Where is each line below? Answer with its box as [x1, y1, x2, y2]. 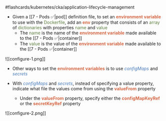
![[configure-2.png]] [5, 110, 46, 116]
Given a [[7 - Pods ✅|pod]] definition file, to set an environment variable [12, 14, 161, 19]
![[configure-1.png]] [5, 56, 46, 61]
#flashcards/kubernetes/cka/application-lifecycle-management [5, 4, 135, 10]
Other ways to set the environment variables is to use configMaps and [12, 65, 158, 71]
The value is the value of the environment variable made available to [19, 41, 161, 47]
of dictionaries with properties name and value [12, 25, 108, 30]
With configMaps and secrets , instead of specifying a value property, [12, 80, 154, 86]
